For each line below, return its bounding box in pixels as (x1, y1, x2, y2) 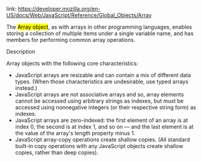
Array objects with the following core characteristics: (6, 60, 138, 67)
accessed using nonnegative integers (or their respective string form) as (15, 104, 197, 111)
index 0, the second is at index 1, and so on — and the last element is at (15, 123, 194, 130)
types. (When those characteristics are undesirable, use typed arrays (15, 78, 189, 85)
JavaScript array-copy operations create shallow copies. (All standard (15, 136, 190, 143)
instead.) (15, 84, 38, 92)
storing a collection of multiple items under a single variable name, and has (6, 30, 194, 37)
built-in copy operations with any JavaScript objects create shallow (15, 143, 184, 149)
